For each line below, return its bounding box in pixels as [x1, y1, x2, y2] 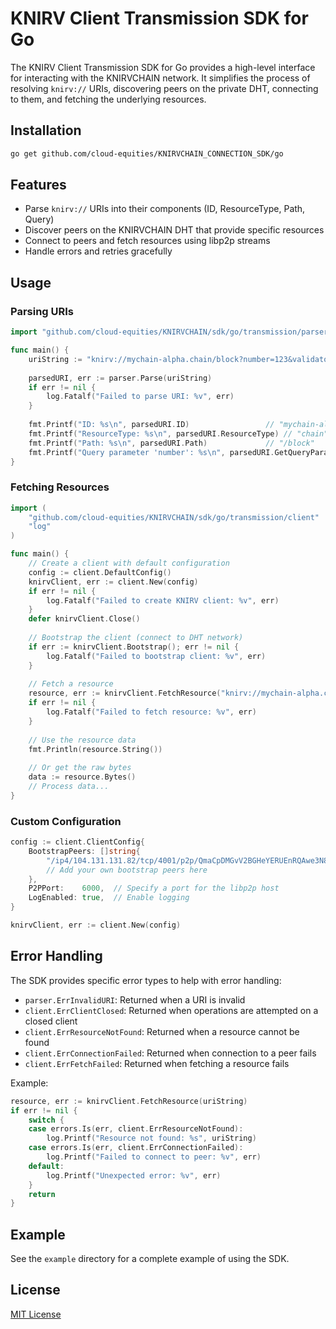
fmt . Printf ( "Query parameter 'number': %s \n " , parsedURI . [28, 447, 275, 457]
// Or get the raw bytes [28, 763, 132, 773]
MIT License [10, 1308, 62, 1320]
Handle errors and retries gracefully [24, 245, 173, 257]
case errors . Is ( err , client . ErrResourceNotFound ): [28, 1124, 244, 1134]
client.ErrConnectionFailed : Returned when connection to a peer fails [24, 1047, 317, 1059]
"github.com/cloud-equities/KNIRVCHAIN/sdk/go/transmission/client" [28, 512, 320, 522]
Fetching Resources [10, 480, 110, 494]
